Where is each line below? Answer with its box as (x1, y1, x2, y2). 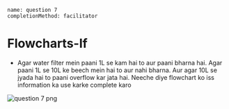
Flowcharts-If (7, 35, 88, 51)
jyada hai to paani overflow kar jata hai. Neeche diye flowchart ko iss (17, 73, 214, 81)
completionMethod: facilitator (7, 12, 98, 19)
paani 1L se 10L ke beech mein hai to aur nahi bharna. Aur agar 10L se (17, 66, 218, 74)
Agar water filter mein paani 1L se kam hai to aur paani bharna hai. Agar (17, 58, 223, 67)
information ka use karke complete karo (17, 81, 132, 89)
